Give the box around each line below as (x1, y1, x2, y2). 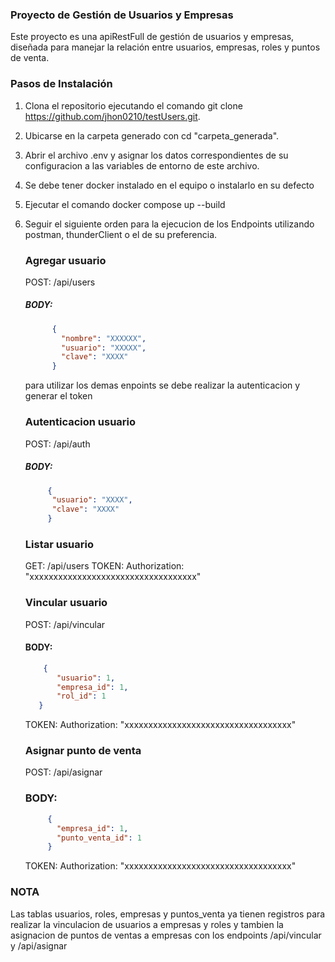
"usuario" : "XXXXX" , (61, 343, 147, 353)
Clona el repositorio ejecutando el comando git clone (24, 99, 243, 112)
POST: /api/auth (24, 438, 91, 450)
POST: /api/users (24, 276, 96, 288)
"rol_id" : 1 (56, 691, 107, 702)
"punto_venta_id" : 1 (56, 833, 142, 843)
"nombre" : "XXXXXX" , (61, 333, 147, 343)
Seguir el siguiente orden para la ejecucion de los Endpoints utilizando (24, 218, 315, 230)
